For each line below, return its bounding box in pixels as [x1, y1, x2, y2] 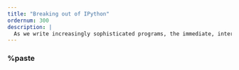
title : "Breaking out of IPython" [7, 10, 110, 18]
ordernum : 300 [7, 17, 50, 24]
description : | [7, 23, 53, 30]
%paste [7, 54, 36, 64]
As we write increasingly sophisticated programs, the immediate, [14, 30, 215, 37]
